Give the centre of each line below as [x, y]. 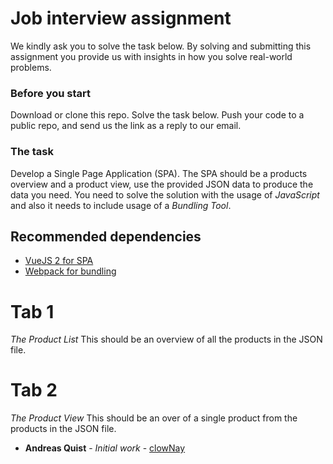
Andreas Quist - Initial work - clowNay [105, 448]
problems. [31, 67]
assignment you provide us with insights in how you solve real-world [151, 56]
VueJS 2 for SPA [59, 261]
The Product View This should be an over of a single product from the [154, 418]
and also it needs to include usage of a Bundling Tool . [121, 205]
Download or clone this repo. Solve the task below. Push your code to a [157, 115]
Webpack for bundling [70, 271]
